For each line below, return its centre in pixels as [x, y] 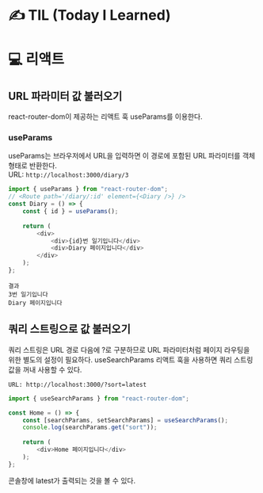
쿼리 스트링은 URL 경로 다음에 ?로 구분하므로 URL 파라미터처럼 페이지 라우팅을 [129, 350]
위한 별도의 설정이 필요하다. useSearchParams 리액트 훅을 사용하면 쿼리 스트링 [131, 359]
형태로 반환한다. [33, 166]
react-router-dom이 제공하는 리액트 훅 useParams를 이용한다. [106, 117]
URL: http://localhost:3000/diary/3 [69, 174]
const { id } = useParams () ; [71, 212]
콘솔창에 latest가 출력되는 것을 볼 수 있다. [72, 480]
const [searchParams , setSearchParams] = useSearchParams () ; [125, 420]
